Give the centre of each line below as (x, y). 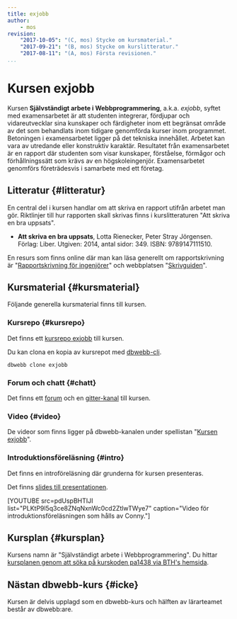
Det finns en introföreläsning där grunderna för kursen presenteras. (105, 473)
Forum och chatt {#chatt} (52, 382)
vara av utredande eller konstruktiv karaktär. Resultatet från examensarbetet (118, 145)
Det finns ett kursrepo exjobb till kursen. (66, 338)
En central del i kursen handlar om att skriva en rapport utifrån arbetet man (116, 208)
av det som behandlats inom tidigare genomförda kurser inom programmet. (117, 130)
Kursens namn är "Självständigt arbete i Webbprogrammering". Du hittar (112, 555)
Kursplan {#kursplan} (56, 538)
